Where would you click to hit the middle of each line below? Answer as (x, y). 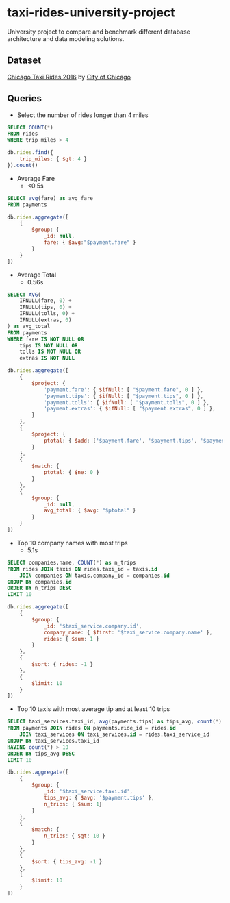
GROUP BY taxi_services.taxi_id (53, 741)
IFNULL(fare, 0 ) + (46, 301)
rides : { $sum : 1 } (71, 639)
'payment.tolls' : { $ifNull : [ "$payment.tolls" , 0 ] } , (127, 402)
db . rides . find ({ (30, 153)
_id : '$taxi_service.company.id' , (93, 626)
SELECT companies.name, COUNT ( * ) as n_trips (72, 562)
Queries (25, 98)
